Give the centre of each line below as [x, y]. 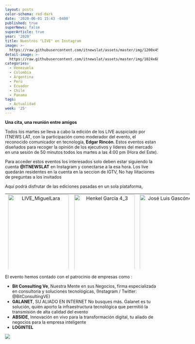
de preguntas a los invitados [33, 177]
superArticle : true [25, 32]
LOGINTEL [23, 327]
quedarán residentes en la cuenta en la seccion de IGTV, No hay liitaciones [80, 172]
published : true [21, 23]
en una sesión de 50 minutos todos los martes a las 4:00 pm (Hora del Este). [81, 152]
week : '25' [16, 109]
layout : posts [19, 9]
